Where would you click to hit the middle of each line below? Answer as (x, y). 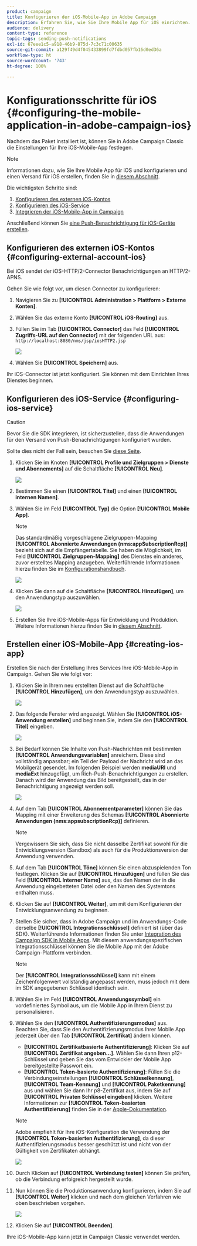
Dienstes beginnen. (30, 380)
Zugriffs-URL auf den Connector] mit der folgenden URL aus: (90, 336)
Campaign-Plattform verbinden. (53, 952)
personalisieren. (35, 1011)
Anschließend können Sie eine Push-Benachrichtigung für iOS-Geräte (91, 223)
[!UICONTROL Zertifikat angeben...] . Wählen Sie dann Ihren (97, 1053)
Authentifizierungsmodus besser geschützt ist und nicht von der (93, 1144)
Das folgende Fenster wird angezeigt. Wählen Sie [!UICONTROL (92, 714)
